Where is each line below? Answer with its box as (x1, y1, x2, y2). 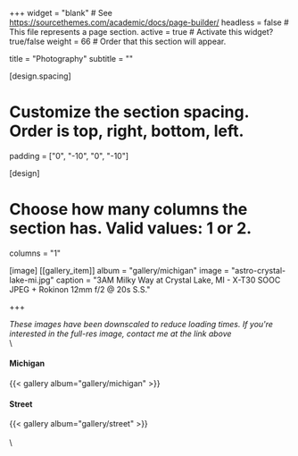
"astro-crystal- (230, 265, 286, 275)
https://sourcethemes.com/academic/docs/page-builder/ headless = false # (9, 17, 290, 28)
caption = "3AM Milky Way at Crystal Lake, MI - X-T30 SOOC (55, 274, 281, 285)
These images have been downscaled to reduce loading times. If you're (9, 318, 274, 329)
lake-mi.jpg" (9, 274, 54, 285)
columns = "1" (9, 248, 61, 258)
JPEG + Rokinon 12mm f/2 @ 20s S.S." (9, 283, 151, 294)
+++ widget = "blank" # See (9, 8, 113, 18)
